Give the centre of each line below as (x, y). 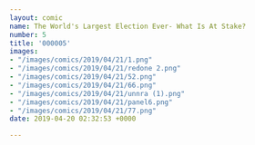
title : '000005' (40, 43)
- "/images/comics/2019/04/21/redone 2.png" (95, 69)
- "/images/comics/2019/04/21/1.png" (81, 60)
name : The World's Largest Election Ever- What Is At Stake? (128, 26)
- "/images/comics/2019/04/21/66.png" (83, 85)
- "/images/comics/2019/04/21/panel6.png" (91, 102)
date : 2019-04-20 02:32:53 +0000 (73, 119)
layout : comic (36, 18)
